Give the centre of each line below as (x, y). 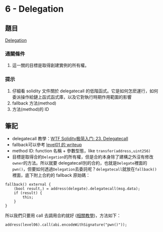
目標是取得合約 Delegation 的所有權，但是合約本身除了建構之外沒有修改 (83, 157)
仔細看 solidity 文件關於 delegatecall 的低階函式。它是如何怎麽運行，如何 (85, 91)
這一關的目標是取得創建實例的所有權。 (50, 65)
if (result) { (28, 193)
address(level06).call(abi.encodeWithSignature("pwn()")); (66, 225)
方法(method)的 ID (31, 109)
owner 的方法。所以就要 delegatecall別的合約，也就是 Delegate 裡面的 (80, 163)
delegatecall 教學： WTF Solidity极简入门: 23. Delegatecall (70, 139)
